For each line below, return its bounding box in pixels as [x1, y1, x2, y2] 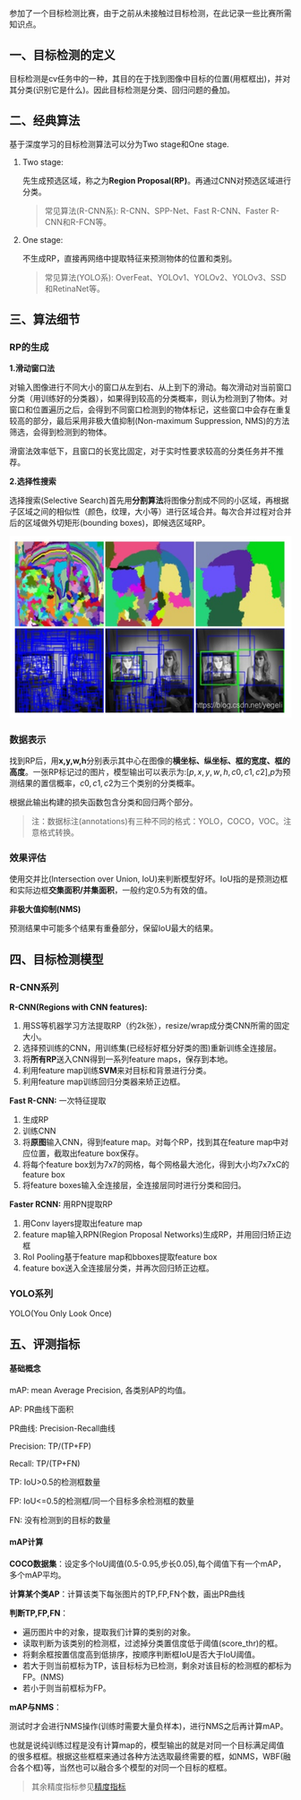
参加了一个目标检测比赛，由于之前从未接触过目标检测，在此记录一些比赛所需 [9, 8, 292, 18]
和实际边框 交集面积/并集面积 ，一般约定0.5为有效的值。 [9, 885, 213, 896]
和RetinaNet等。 [44, 283, 105, 294]
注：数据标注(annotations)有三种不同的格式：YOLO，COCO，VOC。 [30, 815, 284, 826]
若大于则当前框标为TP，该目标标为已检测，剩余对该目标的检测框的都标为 [21, 1660, 292, 1671]
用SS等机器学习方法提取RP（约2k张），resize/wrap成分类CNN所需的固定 [21, 1020, 290, 1030]
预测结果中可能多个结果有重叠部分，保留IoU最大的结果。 [9, 923, 219, 934]
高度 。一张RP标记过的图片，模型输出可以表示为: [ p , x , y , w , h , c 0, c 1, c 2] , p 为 [9, 766, 284, 777]
